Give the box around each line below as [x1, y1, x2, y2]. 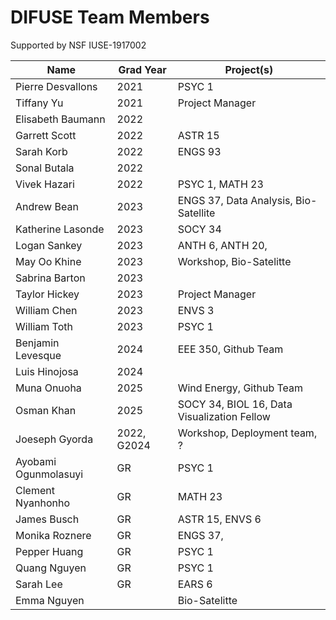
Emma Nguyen [15, 593, 85, 607]
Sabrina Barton [15, 271, 86, 285]
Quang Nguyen [15, 561, 87, 575]
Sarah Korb [15, 144, 68, 158]
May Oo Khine [15, 254, 82, 268]
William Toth [15, 319, 73, 333]
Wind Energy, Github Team [177, 381, 304, 395]
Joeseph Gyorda [15, 432, 94, 446]
